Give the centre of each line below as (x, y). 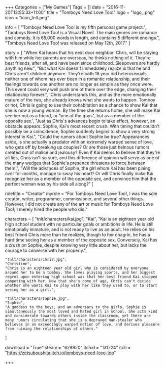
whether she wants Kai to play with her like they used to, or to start (81, 285)
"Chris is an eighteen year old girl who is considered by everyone (77, 268)
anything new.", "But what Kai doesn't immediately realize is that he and (78, 68)
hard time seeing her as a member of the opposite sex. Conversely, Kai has (81, 240)
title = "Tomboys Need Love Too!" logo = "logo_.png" (101, 12)
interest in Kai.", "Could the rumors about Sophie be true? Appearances (77, 137)
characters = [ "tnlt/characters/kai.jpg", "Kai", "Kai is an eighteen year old (80, 219)
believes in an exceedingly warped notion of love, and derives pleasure (82, 324)
